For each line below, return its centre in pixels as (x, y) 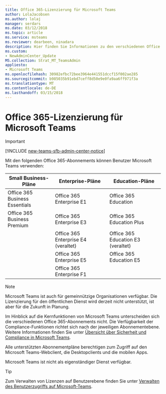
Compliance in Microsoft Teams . (38, 338)
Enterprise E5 (71, 260)
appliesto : (16, 65)
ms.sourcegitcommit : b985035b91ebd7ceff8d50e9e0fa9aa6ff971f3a (72, 79)
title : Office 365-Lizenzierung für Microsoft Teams (61, 10)
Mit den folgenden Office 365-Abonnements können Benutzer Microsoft (78, 161)
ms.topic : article (24, 33)
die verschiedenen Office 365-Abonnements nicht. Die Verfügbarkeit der (79, 322)
